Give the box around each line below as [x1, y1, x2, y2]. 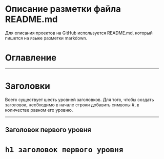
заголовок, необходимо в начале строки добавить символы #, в [5, 101, 140, 108]
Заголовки [5, 80, 50, 92]
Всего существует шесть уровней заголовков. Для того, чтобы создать [5, 97, 154, 102]
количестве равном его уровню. [5, 107, 73, 113]
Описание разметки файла [5, 3, 121, 15]
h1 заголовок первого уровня [5, 145, 123, 155]
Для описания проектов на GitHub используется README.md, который [5, 30, 153, 36]
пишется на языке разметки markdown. [5, 35, 87, 41]
